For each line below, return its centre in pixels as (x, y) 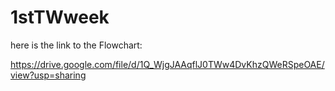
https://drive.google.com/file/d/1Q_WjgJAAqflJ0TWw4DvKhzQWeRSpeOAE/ (167, 64)
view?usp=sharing (48, 75)
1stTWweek (60, 17)
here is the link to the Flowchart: (76, 45)
